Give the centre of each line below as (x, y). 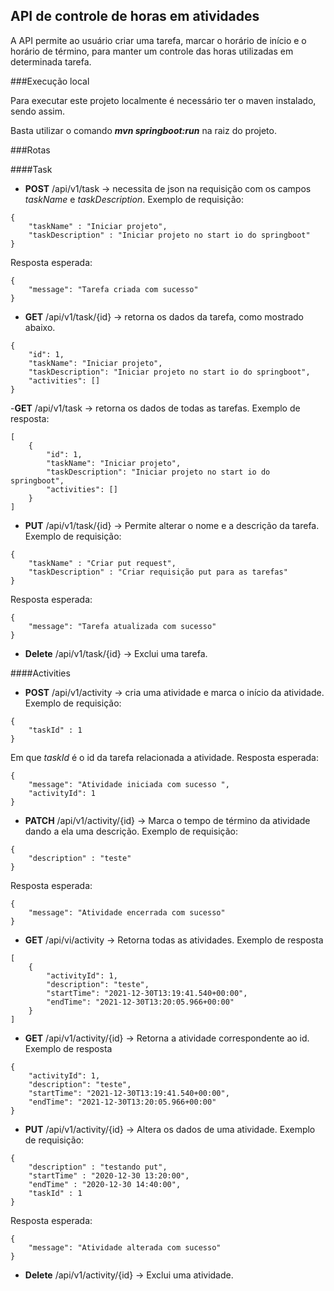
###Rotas (30, 150)
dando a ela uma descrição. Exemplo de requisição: (131, 831)
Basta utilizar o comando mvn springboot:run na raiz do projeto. (143, 130)
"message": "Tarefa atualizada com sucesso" (122, 626)
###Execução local (50, 81)
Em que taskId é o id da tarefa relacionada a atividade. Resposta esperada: (164, 757)
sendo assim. (38, 111)
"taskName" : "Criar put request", (102, 563)
